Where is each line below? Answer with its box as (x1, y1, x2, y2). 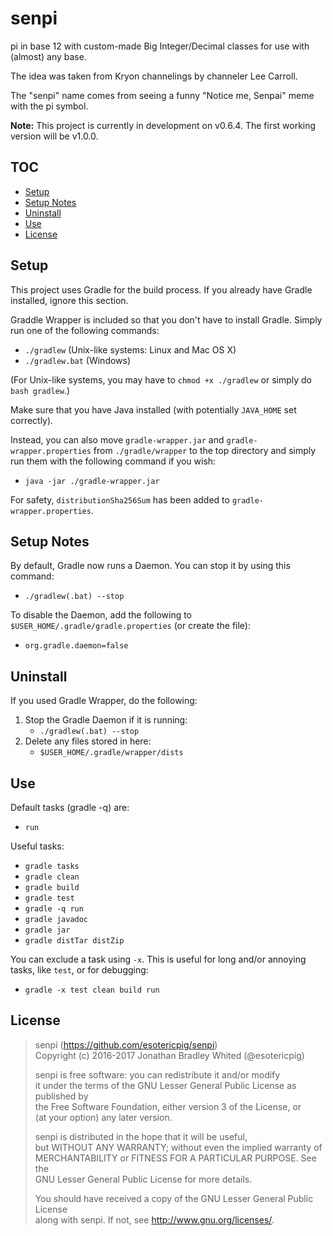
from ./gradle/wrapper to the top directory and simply (93, 444, 317, 456)
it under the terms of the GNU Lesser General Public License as (34, 1079, 297, 1091)
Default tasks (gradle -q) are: (10, 802, 130, 813)
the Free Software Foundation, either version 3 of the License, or (34, 1100, 302, 1112)
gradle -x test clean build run (24, 985, 160, 995)
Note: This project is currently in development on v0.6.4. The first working (10, 119, 317, 131)
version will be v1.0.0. (10, 130, 99, 142)
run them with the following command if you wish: (10, 455, 217, 467)
